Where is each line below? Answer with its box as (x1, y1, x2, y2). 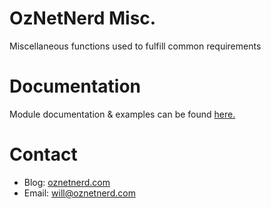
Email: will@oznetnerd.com (23, 187, 136, 199)
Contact (9, 143, 78, 166)
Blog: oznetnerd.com (23, 176, 111, 188)
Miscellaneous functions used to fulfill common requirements (9, 40, 262, 52)
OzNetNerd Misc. (9, 7, 157, 30)
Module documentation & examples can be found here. (9, 108, 236, 120)
